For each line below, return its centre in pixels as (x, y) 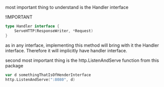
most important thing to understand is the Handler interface (67, 7)
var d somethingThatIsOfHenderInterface (48, 75)
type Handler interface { (32, 26)
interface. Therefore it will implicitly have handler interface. (66, 50)
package (14, 65)
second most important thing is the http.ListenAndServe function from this (82, 60)
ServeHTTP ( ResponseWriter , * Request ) (54, 31)
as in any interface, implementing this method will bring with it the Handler (82, 45)
